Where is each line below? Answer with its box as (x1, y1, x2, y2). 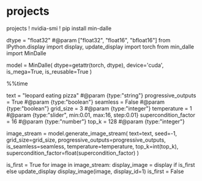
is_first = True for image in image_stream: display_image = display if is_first (6, 161, 195, 168)
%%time (6, 80, 28, 87)
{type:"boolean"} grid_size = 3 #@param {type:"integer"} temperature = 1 (6, 104, 192, 112)
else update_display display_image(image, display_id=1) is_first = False (6, 168, 184, 175)
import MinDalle (6, 49, 47, 56)
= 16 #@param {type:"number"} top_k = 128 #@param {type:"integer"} (6, 118, 185, 125)
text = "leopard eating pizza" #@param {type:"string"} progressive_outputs (6, 91, 196, 99)
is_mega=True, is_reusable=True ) (6, 67, 92, 75)
